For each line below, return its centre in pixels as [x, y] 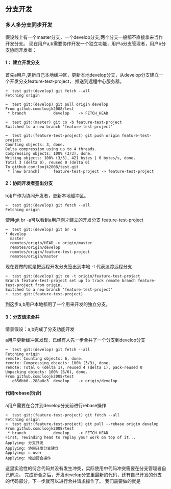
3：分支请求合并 [22, 317]
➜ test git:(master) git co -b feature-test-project [64, 122]
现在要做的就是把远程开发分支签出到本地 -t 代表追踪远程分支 [69, 267]
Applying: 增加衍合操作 [28, 458]
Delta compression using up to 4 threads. [51, 149]
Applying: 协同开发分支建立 [32, 448]
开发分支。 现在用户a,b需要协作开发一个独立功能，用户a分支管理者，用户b [83, 43]
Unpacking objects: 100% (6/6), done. [46, 372]
